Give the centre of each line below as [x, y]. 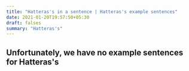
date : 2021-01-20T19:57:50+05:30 [48, 17]
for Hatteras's [33, 62]
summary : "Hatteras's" [34, 28]
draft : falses [24, 23]
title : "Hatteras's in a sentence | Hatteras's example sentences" [92, 12]
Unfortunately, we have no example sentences [95, 52]
